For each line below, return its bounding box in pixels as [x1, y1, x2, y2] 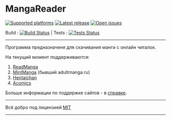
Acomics [12, 79, 32, 86]
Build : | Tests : [5, 29, 68, 35]
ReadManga [12, 64, 38, 70]
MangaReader [5, 3, 66, 15]
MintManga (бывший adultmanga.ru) [12, 69, 90, 75]
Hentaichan [12, 74, 37, 81]
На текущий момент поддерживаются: [5, 54, 90, 60]
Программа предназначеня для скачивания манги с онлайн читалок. [5, 44, 156, 50]
